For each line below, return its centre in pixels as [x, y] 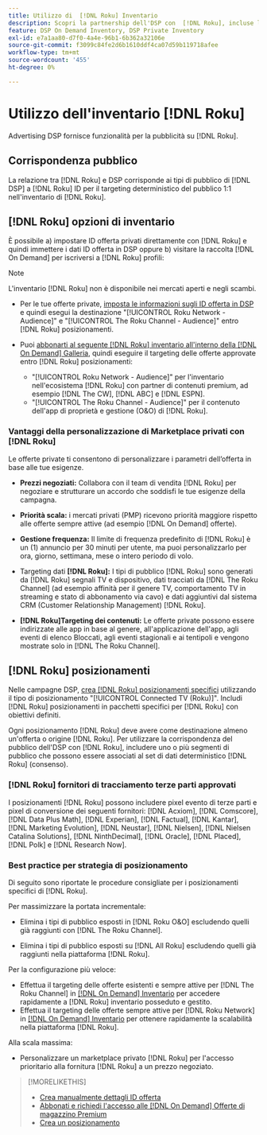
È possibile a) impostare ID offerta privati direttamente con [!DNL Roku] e [128, 241]
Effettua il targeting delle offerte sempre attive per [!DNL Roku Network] [137, 1010]
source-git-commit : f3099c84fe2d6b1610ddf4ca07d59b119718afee [113, 45]
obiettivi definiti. [35, 715]
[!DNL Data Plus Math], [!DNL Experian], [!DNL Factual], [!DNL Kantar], [124, 819]
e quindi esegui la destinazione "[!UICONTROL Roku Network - [123, 313]
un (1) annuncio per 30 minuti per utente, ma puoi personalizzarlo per [133, 547]
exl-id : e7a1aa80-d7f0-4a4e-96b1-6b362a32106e [87, 38]
